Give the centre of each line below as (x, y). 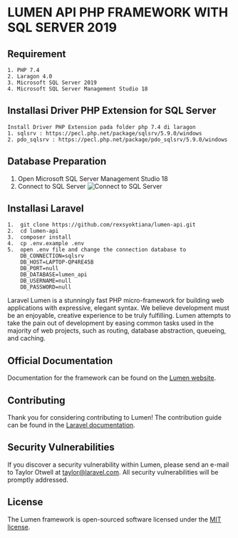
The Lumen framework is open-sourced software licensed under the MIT (114, 519)
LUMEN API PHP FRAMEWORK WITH (118, 12)
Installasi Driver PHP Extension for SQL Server (112, 111)
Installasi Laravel (46, 208)
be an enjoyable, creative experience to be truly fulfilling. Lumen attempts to (119, 316)
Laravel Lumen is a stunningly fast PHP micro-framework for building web (116, 301)
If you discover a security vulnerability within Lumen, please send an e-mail (118, 465)
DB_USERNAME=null (46, 281)
